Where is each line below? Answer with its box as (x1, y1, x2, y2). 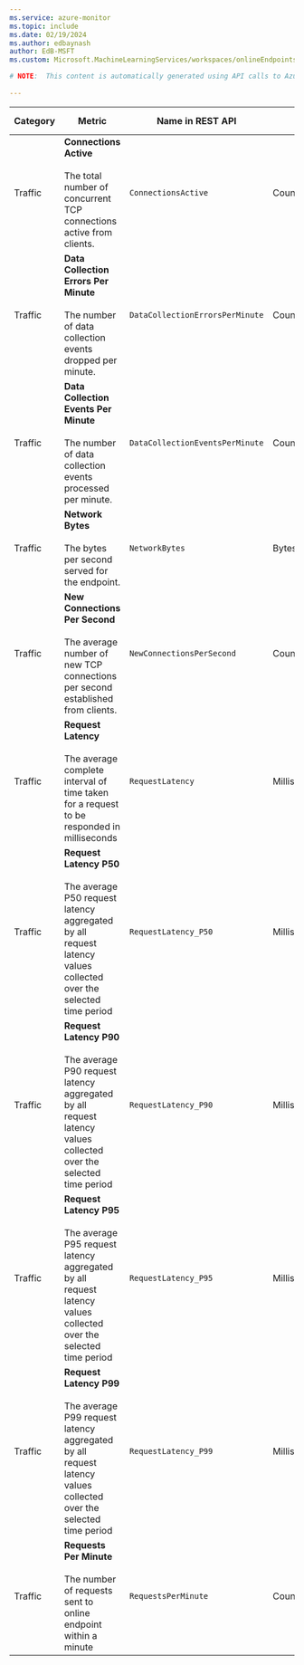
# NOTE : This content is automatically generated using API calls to (9, 72, 281, 81)
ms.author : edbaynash (9, 38, 91, 48)
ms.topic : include (9, 22, 79, 31)
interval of (63, 775, 108, 788)
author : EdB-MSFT (9, 47, 75, 56)
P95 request (63, 1238, 118, 1250)
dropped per (63, 354, 118, 367)
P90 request (63, 1065, 118, 1077)
